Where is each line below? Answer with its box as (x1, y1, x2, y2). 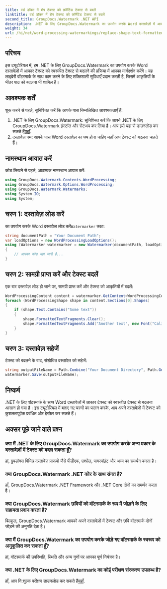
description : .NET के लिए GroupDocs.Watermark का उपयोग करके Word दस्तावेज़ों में (5, 21, 156, 26)
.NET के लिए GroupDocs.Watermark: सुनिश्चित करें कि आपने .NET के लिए (12, 117, 143, 123)
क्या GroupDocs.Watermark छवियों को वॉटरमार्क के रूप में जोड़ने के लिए (5, 500, 147, 507)
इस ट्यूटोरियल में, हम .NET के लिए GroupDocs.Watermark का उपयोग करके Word (5, 62, 148, 68)
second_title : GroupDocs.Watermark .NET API (5, 16, 99, 21)
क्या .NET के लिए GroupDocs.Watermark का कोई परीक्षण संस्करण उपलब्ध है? (5, 567, 162, 574)
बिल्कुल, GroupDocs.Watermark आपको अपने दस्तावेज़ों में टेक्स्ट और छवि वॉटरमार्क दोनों (5, 518, 153, 524)
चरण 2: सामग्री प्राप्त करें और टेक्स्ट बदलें (5, 270, 98, 279)
